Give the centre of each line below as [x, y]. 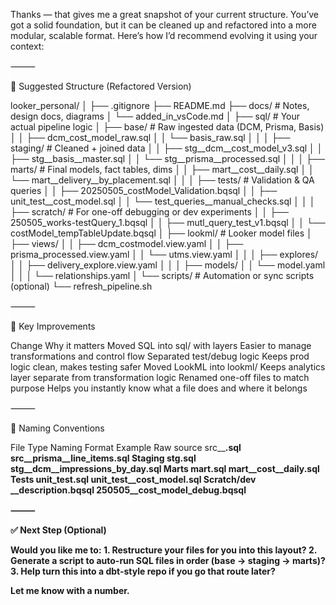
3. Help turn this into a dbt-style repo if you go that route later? [143, 571]
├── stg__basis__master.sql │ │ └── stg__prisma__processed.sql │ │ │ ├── [167, 158]
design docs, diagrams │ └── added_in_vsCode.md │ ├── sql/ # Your [155, 116]
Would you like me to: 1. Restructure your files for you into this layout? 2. [164, 550]
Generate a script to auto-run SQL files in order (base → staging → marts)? [168, 560]
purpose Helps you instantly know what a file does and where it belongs [159, 388]
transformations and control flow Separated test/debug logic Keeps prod [160, 356]
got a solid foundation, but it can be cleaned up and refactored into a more [163, 25]
